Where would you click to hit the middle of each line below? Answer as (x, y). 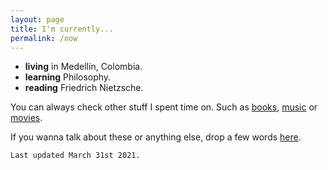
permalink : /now (44, 38)
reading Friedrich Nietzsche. (84, 88)
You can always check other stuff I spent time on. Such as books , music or (164, 107)
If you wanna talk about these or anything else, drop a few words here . (156, 137)
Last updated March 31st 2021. (75, 156)
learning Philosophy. (68, 77)
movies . (26, 118)
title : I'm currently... (62, 29)
